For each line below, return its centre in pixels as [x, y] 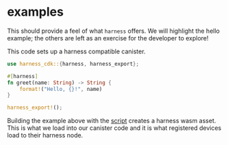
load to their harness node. [45, 135]
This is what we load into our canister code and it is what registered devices [114, 128]
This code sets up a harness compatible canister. [76, 51]
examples [35, 12]
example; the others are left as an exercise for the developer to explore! [108, 38]
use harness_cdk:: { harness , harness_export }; [73, 64]
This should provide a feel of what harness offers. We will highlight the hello [114, 31]
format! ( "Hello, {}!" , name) [61, 89]
